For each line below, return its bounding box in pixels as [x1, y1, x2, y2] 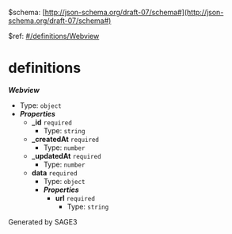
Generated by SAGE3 [8, 217, 78, 226]
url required [55, 193, 95, 202]
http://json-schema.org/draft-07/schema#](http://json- [44, 8, 224, 17]
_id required [31, 117, 73, 127]
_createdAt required [31, 134, 100, 144]
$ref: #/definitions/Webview [8, 32, 100, 40]
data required [31, 167, 78, 178]
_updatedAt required [31, 151, 101, 160]
